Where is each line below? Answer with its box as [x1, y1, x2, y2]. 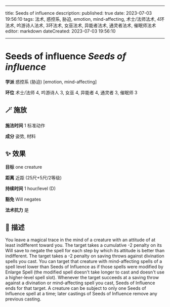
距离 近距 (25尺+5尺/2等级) [5, 174, 62, 180]
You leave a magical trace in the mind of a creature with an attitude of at [5, 237, 156, 243]
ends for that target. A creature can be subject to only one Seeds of [5, 285, 147, 291]
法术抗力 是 [5, 207, 29, 213]
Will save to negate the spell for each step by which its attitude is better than [5, 248, 165, 254]
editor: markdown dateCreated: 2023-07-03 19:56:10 [5, 28, 116, 34]
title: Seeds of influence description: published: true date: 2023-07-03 [5, 10, 152, 16]
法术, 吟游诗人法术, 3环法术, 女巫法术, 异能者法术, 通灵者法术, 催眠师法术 [5, 22, 156, 28]
